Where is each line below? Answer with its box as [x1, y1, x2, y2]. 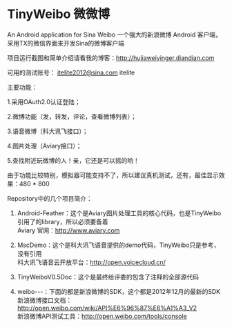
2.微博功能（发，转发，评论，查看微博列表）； [7, 112, 137, 121]
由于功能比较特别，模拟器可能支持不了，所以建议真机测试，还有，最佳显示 [7, 170, 219, 179]
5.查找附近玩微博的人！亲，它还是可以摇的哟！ [7, 156, 139, 164]
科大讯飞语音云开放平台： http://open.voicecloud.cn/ [17, 258, 166, 266]
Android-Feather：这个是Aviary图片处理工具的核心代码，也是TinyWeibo [17, 208, 222, 217]
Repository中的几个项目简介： [7, 194, 93, 202]
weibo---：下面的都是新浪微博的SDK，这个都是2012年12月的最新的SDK [17, 287, 221, 295]
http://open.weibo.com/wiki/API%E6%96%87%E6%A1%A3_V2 [17, 304, 197, 312]
